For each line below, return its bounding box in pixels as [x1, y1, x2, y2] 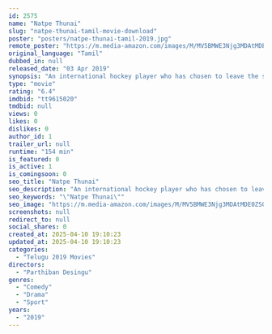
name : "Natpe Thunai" [8, 19, 82, 28]
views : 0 [8, 110, 38, 118]
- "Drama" [15, 291, 49, 299]
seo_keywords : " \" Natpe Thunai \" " [8, 192, 125, 201]
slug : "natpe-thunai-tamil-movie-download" [8, 27, 158, 35]
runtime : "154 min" [8, 148, 74, 156]
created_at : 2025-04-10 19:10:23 [8, 230, 121, 239]
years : [8, 306, 31, 314]
